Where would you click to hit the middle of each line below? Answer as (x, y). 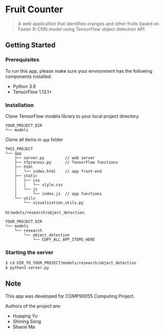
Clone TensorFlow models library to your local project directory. (73, 116)
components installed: (29, 76)
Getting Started (30, 45)
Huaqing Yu (25, 316)
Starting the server (29, 252)
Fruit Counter (34, 9)
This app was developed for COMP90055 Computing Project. (70, 296)
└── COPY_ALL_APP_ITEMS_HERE (64, 239)
